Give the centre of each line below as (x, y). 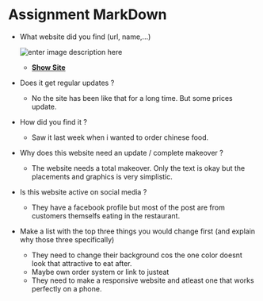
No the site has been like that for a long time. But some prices (132, 98)
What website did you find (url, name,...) (85, 37)
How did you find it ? (53, 122)
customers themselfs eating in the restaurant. (106, 215)
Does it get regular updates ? (67, 83)
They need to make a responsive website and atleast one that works (143, 280)
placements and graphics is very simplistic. (102, 176)
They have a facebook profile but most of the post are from (128, 207)
